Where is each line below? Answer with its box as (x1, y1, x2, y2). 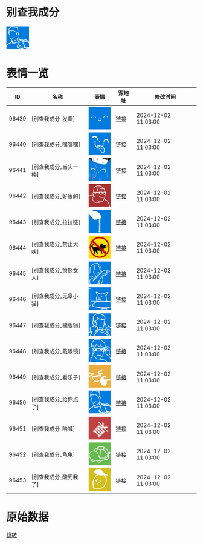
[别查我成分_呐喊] (31, 425, 76, 433)
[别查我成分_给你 (31, 395, 74, 403)
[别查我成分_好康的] (31, 192, 80, 200)
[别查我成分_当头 (31, 163, 74, 170)
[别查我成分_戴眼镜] (31, 348, 80, 355)
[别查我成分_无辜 (31, 292, 74, 299)
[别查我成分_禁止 (31, 240, 74, 248)
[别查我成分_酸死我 (31, 473, 79, 480)
